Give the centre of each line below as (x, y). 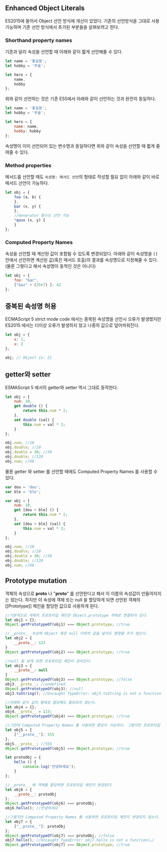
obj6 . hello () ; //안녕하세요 (32, 808)
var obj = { (17, 501)
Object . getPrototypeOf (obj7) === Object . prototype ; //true (68, 845)
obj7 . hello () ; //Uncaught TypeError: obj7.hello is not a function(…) (80, 840)
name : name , (26, 126)
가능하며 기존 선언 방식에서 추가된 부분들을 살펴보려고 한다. (62, 27)
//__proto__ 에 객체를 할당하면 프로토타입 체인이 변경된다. (59, 785)
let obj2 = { (19, 638)
